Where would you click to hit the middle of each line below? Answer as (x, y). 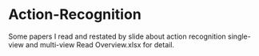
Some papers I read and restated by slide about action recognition (117, 36)
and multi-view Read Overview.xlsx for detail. (100, 44)
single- (239, 36)
